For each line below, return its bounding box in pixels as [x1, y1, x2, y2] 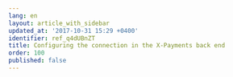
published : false [8, 57, 67, 65]
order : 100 [8, 49, 45, 57]
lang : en [8, 11, 38, 20]
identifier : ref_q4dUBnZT [8, 34, 95, 43]
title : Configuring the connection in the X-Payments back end [8, 42, 226, 50]
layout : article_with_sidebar [8, 19, 110, 27]
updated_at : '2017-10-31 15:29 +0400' [8, 26, 139, 34]
